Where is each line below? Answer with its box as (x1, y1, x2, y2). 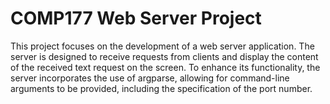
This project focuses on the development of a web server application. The (10, 40, 315, 52)
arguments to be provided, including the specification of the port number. (10, 82, 313, 94)
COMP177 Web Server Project (10, 7, 262, 30)
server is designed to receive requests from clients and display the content (10, 50, 319, 62)
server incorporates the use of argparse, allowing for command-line (10, 72, 290, 84)
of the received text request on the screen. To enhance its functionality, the (10, 61, 321, 73)
